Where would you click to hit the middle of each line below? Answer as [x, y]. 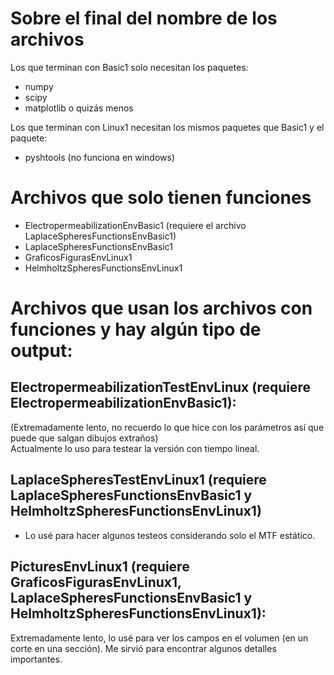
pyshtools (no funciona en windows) [100, 157]
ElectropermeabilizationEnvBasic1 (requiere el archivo [135, 225]
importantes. [36, 659]
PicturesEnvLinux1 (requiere [100, 567]
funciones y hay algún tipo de [136, 329]
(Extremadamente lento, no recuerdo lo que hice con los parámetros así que [167, 427]
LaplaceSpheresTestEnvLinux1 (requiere [138, 480]
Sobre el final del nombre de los [144, 18]
